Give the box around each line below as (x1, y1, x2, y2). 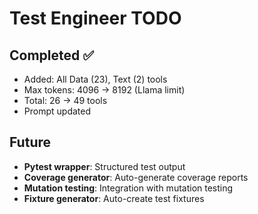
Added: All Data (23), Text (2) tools (23, 73, 168, 85)
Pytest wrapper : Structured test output (23, 160, 186, 172)
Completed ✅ (9, 47, 94, 64)
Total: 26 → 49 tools (23, 95, 108, 106)
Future (9, 134, 52, 151)
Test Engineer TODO (9, 7, 182, 30)
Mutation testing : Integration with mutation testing (23, 182, 234, 194)
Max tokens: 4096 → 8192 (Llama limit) (23, 84, 186, 96)
